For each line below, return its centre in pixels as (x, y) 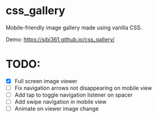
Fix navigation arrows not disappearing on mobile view (83, 88)
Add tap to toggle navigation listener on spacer (74, 95)
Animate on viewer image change (56, 109)
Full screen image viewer (46, 81)
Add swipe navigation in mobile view (60, 102)
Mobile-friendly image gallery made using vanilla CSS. (74, 28)
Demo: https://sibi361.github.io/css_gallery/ (60, 39)
